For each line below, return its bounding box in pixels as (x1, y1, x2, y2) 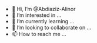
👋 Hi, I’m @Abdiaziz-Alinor (11, 6, 76, 12)
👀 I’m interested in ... (11, 12, 62, 19)
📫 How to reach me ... (11, 31, 66, 37)
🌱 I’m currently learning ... (11, 18, 75, 24)
